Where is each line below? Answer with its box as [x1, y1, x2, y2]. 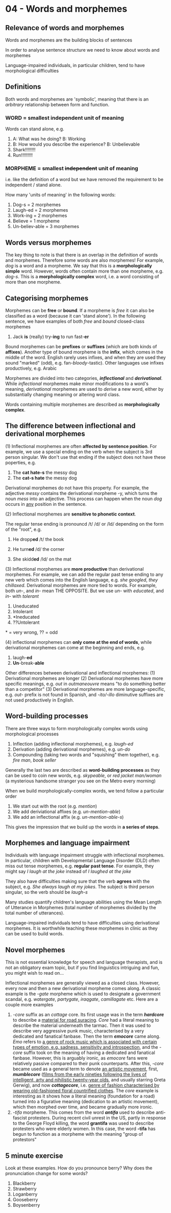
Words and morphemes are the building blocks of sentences [5, 37, 133, 43]
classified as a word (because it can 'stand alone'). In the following [5, 313, 146, 319]
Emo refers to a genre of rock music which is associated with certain [12, 1039, 157, 1045]
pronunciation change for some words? [5, 1171, 88, 1177]
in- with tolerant [5, 593, 39, 599]
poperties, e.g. [5, 459, 36, 465]
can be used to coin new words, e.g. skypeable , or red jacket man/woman [5, 772, 162, 778]
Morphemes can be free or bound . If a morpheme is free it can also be [5, 307, 155, 313]
